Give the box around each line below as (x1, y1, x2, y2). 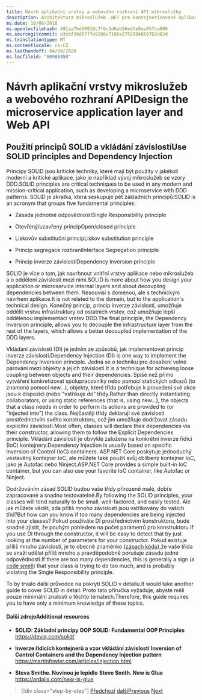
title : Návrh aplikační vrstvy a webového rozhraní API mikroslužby (6, 8, 182, 15)
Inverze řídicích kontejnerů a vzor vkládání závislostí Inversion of (14, 645, 182, 652)
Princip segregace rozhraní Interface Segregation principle (14, 246, 159, 253)
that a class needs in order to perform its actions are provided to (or (6, 403, 174, 410)
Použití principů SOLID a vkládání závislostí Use (6, 142, 187, 153)
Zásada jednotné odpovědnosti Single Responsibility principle (14, 211, 167, 218)
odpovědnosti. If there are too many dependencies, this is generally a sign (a (6, 555, 195, 563)
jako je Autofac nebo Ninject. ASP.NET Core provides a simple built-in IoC (6, 461, 188, 468)
